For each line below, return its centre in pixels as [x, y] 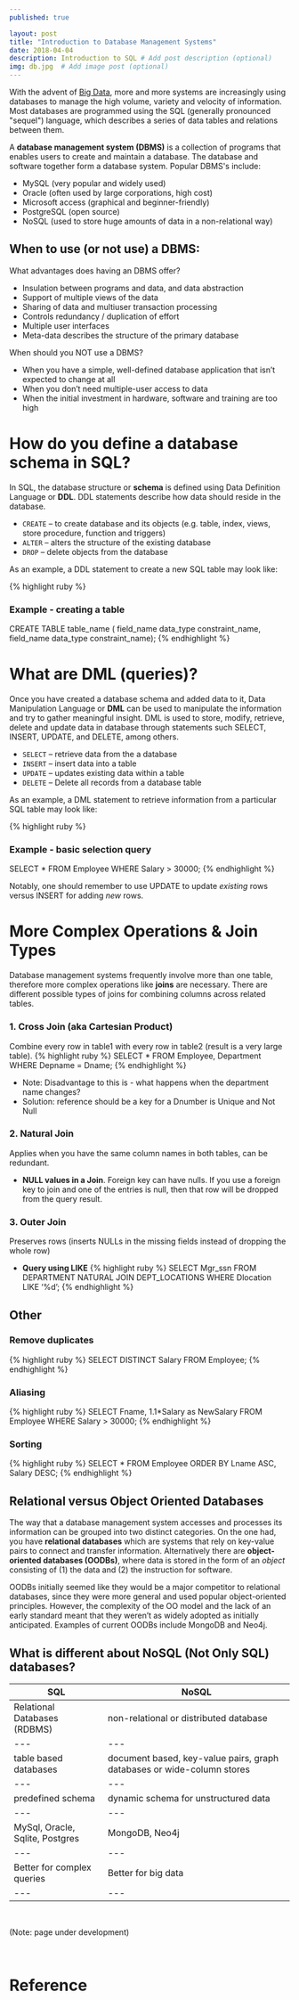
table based [39, 1759]
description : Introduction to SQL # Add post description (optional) [141, 59]
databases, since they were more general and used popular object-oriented [148, 1596]
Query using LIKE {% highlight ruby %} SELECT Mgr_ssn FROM [139, 1268]
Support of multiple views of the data [90, 297]
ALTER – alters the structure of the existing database [117, 542]
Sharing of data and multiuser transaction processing [120, 306]
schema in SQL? [70, 462]
